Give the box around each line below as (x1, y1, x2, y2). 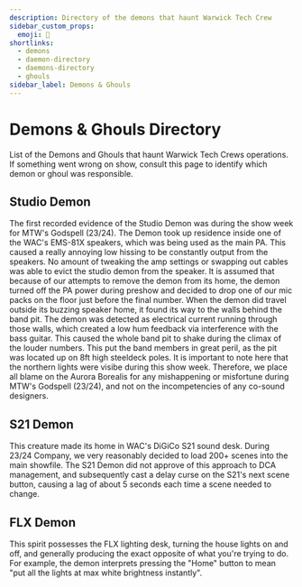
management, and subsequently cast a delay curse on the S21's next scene (9, 470, 290, 481)
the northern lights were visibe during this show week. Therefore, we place (9, 362, 288, 372)
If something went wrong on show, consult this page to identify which (9, 159, 268, 170)
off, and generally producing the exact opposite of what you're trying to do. (9, 548, 289, 559)
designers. (9, 390, 50, 401)
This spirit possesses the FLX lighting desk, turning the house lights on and (9, 538, 288, 549)
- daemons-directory (17, 64, 95, 73)
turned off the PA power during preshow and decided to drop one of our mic (9, 285, 293, 296)
